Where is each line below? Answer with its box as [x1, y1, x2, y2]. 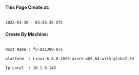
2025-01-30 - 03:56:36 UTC [5, 20, 63, 25]
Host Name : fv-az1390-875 [5, 47, 63, 52]
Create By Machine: [5, 31, 49, 37]
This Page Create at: [5, 4, 50, 10]
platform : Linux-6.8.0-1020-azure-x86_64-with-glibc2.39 [5, 57, 134, 62]
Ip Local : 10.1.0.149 [5, 66, 56, 71]
